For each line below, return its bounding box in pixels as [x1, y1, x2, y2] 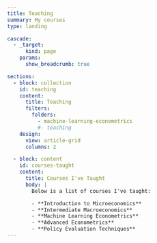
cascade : [7, 35, 32, 42]
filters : [25, 105, 51, 112]
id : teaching [19, 86, 57, 93]
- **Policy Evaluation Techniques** [31, 226, 136, 233]
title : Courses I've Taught [25, 175, 106, 182]
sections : [7, 73, 35, 80]
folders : [31, 111, 57, 119]
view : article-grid [25, 137, 81, 144]
